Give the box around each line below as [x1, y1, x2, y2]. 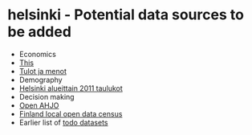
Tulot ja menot [18, 66, 67, 76]
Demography [18, 75, 63, 84]
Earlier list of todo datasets [18, 117, 108, 127]
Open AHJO [18, 100, 59, 110]
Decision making [18, 92, 75, 101]
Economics [18, 49, 57, 59]
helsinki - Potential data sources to [7, 6, 244, 24]
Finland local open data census [18, 108, 123, 118]
